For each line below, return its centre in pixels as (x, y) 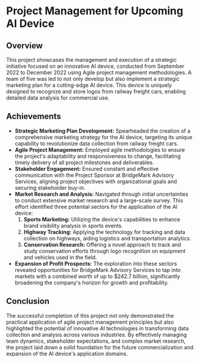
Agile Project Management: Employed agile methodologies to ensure (100, 149)
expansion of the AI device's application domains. (67, 353)
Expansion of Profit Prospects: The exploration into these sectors (96, 264)
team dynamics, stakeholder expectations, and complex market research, (96, 341)
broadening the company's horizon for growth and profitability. (92, 282)
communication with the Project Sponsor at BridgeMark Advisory (94, 175)
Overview (25, 46)
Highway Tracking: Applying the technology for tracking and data (104, 232)
